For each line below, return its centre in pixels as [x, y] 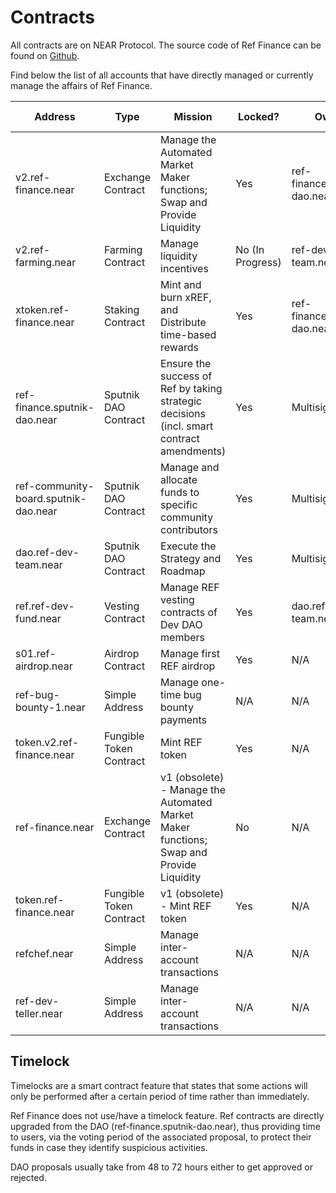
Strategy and [191, 558]
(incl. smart [187, 426]
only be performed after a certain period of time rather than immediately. [160, 1096]
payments [184, 719]
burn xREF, [186, 297]
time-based [188, 334]
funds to [180, 492]
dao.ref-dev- [47, 552]
